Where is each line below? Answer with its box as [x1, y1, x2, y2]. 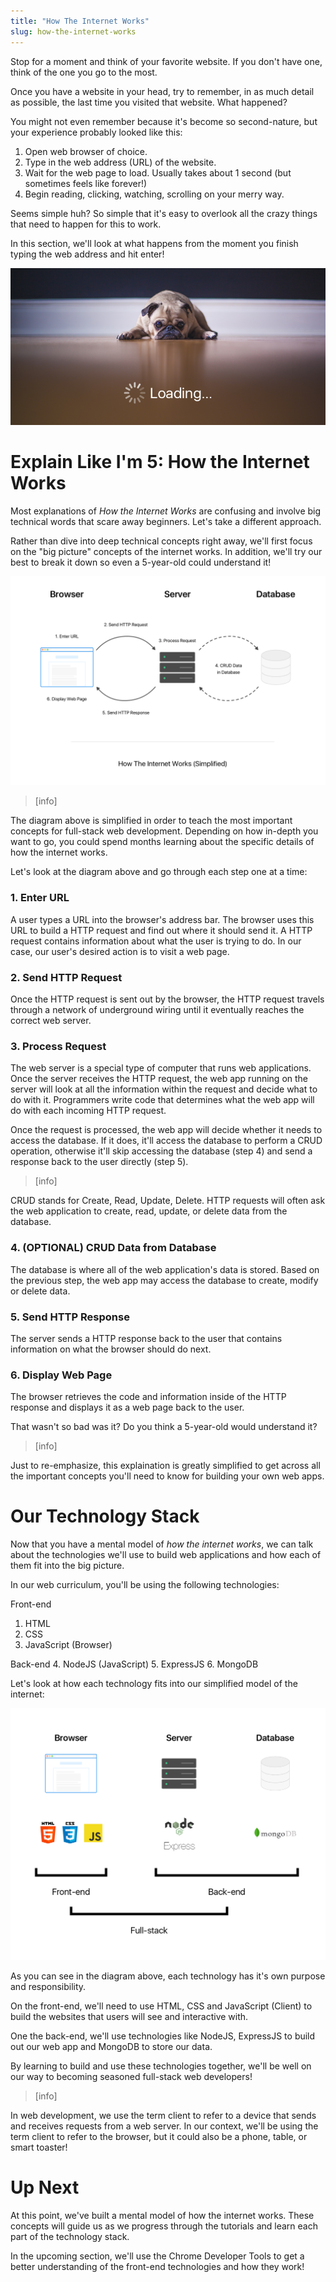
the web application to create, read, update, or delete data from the [10, 1205, 288, 1217]
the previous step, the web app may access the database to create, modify [10, 1274, 319, 1286]
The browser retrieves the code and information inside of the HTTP [10, 1391, 287, 1403]
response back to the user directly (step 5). [10, 1156, 189, 1168]
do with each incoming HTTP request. [10, 1105, 167, 1117]
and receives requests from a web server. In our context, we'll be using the [10, 2120, 319, 2132]
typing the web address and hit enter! [10, 248, 165, 260]
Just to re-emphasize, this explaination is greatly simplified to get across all [10, 1460, 321, 1472]
